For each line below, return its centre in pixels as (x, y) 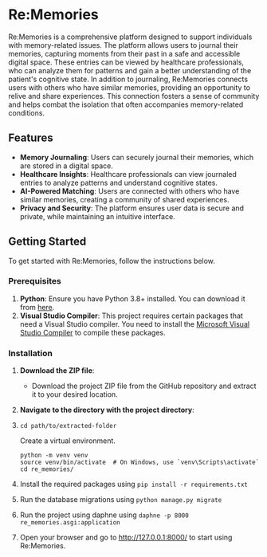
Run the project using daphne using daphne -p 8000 (104, 515)
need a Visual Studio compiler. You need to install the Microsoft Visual (134, 324)
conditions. (27, 112)
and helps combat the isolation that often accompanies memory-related (126, 104)
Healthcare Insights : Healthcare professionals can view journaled (128, 174)
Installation (31, 353)
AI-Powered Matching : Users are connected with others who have (130, 191)
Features (31, 138)
